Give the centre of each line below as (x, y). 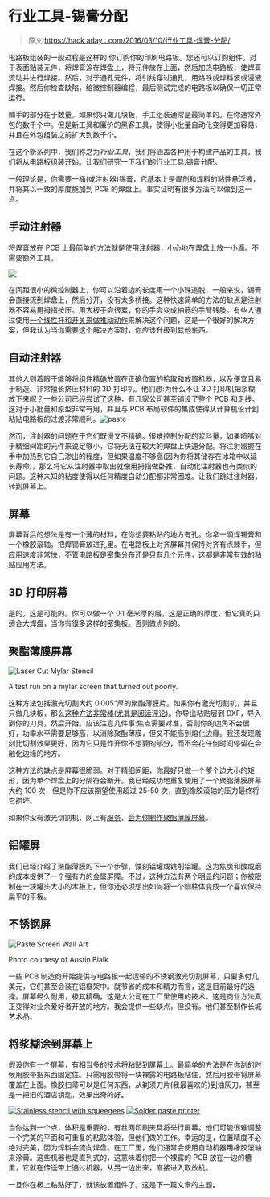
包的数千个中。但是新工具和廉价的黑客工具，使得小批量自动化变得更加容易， (135, 125)
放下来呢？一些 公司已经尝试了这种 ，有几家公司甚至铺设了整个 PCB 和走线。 (134, 398)
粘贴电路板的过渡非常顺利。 (54, 419)
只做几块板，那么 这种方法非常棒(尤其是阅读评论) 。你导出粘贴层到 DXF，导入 (135, 713)
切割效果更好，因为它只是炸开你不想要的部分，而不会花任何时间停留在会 (142, 743)
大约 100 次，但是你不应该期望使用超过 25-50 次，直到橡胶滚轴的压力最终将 (134, 791)
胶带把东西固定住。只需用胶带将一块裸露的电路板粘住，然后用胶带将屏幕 (142, 1075)
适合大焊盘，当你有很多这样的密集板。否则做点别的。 (96, 623)
